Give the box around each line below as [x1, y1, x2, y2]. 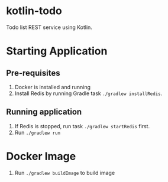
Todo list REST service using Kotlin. [6, 24, 93, 31]
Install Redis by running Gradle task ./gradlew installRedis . [14, 90, 163, 97]
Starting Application [6, 44, 108, 58]
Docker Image [6, 149, 76, 163]
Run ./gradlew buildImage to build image [14, 169, 115, 176]
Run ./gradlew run [14, 129, 61, 136]
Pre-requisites [6, 68, 60, 78]
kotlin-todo [6, 4, 62, 18]
